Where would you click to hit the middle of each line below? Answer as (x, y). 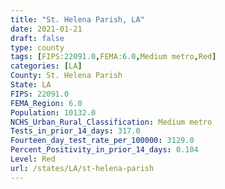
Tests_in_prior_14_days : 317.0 (75, 131)
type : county (37, 47)
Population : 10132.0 (53, 112)
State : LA (31, 85)
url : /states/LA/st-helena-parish (82, 168)
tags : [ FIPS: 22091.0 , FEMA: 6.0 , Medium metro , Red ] (113, 57)
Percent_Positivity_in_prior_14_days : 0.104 (104, 150)
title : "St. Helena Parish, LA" (77, 19)
